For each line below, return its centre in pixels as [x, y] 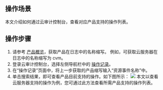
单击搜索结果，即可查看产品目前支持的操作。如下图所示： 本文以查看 [85, 76]
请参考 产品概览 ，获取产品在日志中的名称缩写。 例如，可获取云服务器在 [85, 51]
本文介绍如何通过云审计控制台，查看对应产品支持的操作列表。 [68, 22]
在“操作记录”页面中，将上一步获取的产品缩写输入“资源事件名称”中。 [81, 70]
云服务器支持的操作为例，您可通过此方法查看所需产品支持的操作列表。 [84, 83]
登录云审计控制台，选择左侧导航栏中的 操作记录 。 [63, 64]
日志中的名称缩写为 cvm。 [39, 58]
